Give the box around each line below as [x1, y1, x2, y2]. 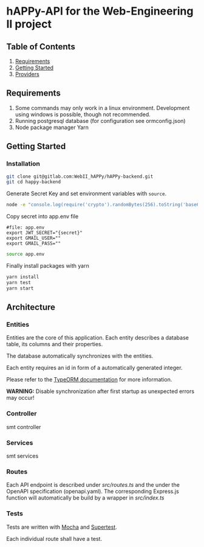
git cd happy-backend [6, 179, 61, 185]
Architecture [6, 302, 56, 313]
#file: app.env [6, 225, 45, 231]
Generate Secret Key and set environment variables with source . [6, 190, 167, 197]
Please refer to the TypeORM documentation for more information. [6, 376, 172, 383]
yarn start [6, 285, 34, 291]
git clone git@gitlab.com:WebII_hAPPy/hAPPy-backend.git [6, 173, 154, 179]
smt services [6, 452, 39, 459]
